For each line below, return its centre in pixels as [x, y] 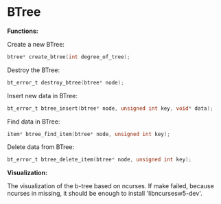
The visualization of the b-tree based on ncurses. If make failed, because [110, 186]
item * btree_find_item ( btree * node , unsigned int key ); [89, 134]
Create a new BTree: [36, 44]
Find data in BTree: [34, 122]
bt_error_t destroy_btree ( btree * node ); [66, 82]
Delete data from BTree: [41, 147]
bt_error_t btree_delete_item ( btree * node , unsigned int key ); [100, 160]
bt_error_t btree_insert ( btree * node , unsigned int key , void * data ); [110, 108]
